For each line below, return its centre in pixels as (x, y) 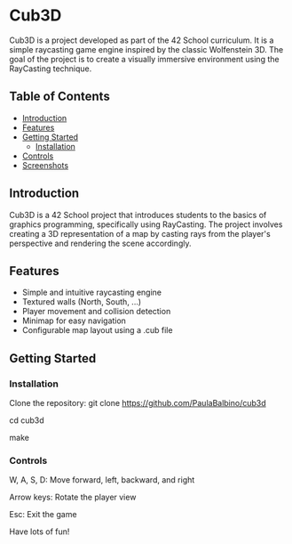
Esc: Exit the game (43, 515)
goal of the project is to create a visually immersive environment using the (144, 59)
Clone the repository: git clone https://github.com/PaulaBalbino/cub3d (138, 403)
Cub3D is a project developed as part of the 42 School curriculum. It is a (142, 40)
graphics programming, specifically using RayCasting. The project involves (146, 224)
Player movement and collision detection (96, 312)
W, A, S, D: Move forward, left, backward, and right (102, 480)
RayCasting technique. (51, 69)
